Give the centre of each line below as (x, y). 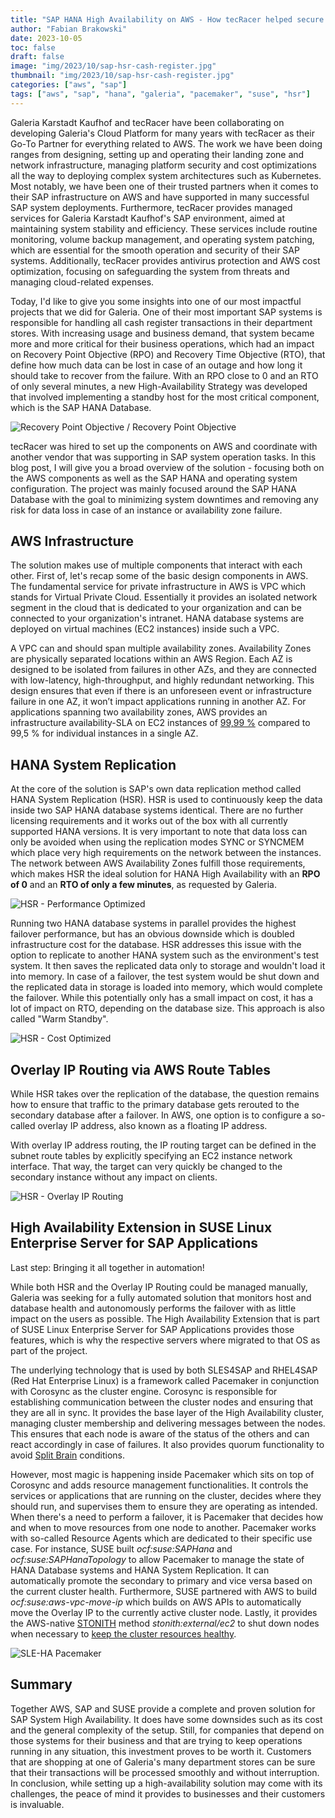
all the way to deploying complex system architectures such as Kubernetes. (166, 175)
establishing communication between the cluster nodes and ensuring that (162, 1402)
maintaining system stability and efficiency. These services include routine (164, 228)
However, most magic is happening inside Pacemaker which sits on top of (162, 1474)
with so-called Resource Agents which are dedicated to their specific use (161, 1538)
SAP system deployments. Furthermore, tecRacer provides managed (151, 207)
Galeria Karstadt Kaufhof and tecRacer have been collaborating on (147, 122)
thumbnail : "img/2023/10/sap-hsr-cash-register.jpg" (122, 76)
